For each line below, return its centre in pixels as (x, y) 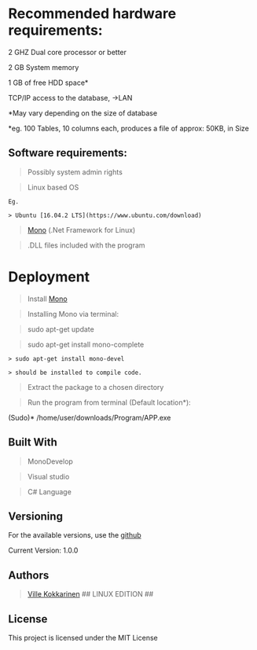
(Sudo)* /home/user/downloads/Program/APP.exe (90, 417)
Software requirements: (68, 153)
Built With (33, 442)
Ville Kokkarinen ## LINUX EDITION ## (90, 594)
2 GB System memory (44, 67)
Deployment (49, 277)
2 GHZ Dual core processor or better (68, 52)
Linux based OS (53, 187)
